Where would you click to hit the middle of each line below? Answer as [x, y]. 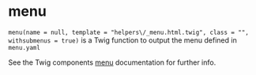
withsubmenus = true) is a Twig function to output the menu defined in [122, 40]
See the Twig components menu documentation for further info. [112, 62]
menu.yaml [24, 47]
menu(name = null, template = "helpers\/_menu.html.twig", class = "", [128, 32]
